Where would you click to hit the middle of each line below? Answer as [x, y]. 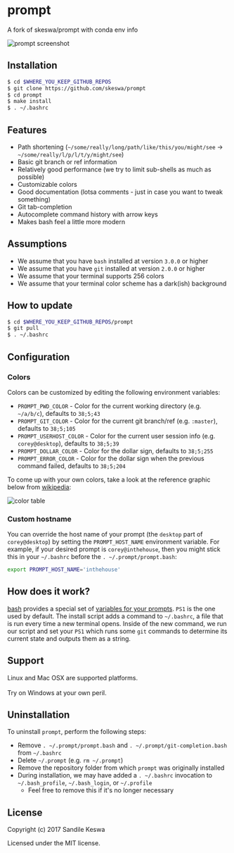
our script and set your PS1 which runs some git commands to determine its [117, 631]
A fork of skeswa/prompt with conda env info [73, 30]
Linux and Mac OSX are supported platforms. [73, 677]
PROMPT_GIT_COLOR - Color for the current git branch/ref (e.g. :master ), [117, 421]
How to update [40, 306]
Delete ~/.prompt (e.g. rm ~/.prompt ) [70, 761]
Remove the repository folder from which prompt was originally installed [121, 768]
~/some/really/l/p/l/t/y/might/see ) [71, 154]
